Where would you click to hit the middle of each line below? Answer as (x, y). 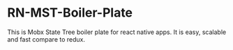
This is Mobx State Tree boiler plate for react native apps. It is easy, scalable (117, 32)
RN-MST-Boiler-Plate (70, 13)
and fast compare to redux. (46, 39)
